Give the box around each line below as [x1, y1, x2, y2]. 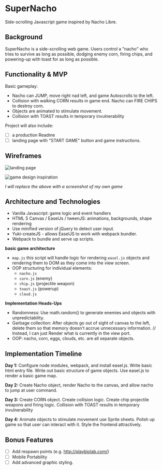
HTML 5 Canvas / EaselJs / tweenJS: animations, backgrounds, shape [12, 215, 152, 221]
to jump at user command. [5, 388, 58, 393]
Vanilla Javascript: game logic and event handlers [12, 211, 111, 216]
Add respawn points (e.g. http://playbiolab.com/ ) [12, 448, 110, 454]
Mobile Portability [12, 454, 47, 460]
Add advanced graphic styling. [12, 459, 74, 466]
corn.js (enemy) [19, 276, 53, 281]
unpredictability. [12, 315, 44, 321]
